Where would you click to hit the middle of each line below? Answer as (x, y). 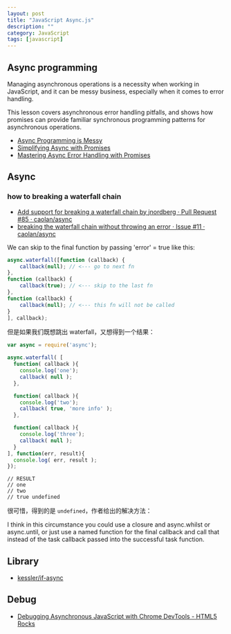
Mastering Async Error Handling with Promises (84, 155)
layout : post (26, 14)
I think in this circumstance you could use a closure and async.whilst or (109, 525)
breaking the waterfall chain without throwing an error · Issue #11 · (111, 227)
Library (23, 561)
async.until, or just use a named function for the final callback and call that (113, 532)
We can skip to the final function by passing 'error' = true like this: (101, 247)
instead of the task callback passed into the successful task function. (106, 539)
